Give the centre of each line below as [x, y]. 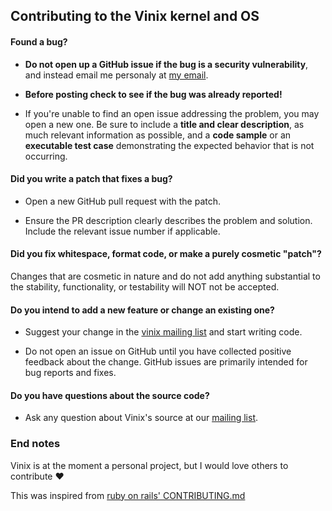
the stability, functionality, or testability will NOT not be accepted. [145, 287]
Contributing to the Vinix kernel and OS [135, 16]
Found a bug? [39, 41]
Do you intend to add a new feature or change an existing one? [142, 310]
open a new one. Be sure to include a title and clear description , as [164, 124]
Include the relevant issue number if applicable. [122, 231]
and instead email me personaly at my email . [116, 75]
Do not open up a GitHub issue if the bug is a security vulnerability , [166, 64]
